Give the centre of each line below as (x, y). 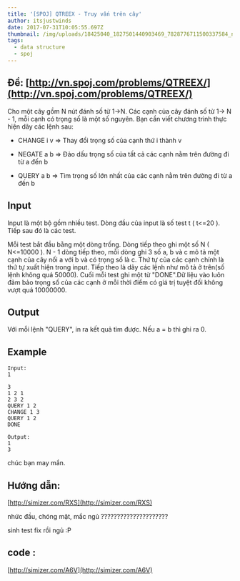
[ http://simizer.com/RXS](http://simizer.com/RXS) (80, 502)
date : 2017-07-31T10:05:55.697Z (55, 27)
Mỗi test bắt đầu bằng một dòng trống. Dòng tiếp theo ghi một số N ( (108, 244)
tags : (15, 41)
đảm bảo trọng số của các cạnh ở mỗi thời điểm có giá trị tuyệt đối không (115, 282)
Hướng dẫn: (34, 486)
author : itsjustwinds (40, 21)
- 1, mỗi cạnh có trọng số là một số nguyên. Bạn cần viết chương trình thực (117, 119)
